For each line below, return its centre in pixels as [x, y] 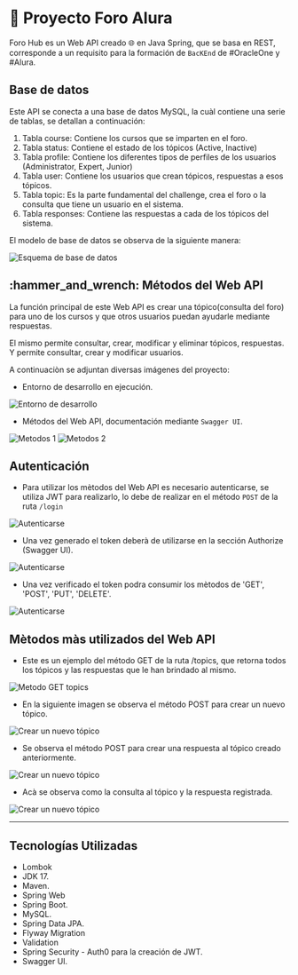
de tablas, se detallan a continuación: [77, 121]
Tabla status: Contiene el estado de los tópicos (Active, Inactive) [139, 147]
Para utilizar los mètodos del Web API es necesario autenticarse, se [145, 487]
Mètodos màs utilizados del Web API [112, 639]
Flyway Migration [54, 933]
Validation [40, 942]
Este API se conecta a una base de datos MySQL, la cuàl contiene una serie [147, 111]
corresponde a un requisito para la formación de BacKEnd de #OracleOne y [145, 52]
